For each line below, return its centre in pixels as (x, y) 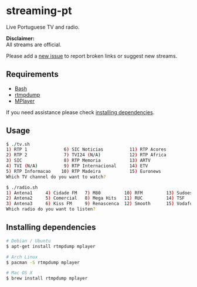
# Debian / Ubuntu (28, 241)
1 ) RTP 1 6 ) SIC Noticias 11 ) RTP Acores (86, 150)
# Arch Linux (22, 257)
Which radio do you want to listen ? (51, 209)
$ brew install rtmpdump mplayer (47, 279)
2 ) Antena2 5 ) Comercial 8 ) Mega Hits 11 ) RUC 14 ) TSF (95, 198)
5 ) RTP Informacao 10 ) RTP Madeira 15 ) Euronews (84, 171)
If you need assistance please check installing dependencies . (80, 112)
